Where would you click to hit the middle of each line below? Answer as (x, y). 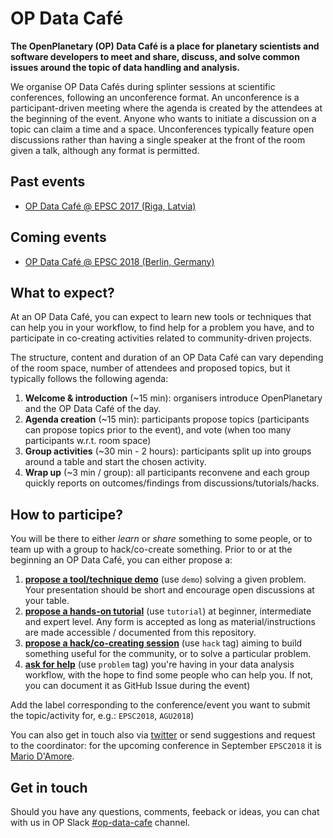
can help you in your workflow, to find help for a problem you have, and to (162, 328)
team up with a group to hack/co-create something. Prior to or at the (151, 549)
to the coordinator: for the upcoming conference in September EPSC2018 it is (166, 746)
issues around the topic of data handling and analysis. (125, 67)
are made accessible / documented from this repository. (140, 633)
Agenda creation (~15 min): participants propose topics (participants (167, 419)
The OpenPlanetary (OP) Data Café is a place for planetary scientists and (165, 46)
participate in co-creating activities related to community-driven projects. (161, 338)
